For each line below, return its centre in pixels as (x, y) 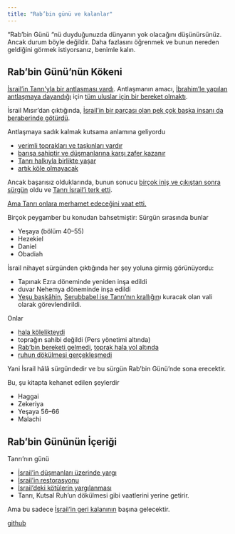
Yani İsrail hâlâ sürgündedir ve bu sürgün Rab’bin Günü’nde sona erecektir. (117, 369)
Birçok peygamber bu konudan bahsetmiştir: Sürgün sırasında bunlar (108, 218)
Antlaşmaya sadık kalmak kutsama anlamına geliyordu (87, 132)
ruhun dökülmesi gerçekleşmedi (65, 355)
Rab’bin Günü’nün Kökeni (65, 72)
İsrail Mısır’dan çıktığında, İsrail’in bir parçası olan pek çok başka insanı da (115, 111)
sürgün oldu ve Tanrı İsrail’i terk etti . (60, 190)
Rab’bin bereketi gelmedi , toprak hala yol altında (88, 348)
